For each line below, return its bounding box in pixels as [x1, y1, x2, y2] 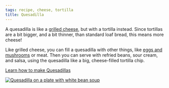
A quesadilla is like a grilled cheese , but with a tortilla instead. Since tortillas [5, 26, 163, 32]
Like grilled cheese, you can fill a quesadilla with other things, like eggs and [5, 47, 163, 53]
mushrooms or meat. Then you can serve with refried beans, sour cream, [5, 52, 158, 58]
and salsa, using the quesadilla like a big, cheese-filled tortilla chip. [5, 57, 145, 63]
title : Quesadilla [5, 12, 44, 17]
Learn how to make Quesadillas [5, 67, 71, 73]
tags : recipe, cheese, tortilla [5, 7, 73, 13]
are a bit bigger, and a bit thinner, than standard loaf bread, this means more [5, 31, 164, 37]
